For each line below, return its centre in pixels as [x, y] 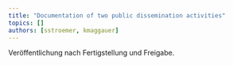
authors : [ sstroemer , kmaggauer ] [64, 30]
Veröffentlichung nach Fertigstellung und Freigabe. [91, 53]
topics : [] [26, 23]
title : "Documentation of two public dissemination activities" [117, 15]
